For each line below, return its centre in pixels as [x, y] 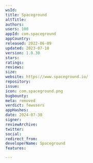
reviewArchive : [22, 124]
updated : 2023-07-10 [27, 48]
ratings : [15, 63]
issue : [12, 86]
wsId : [11, 10]
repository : [18, 81]
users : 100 [17, 29]
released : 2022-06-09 [29, 44]
